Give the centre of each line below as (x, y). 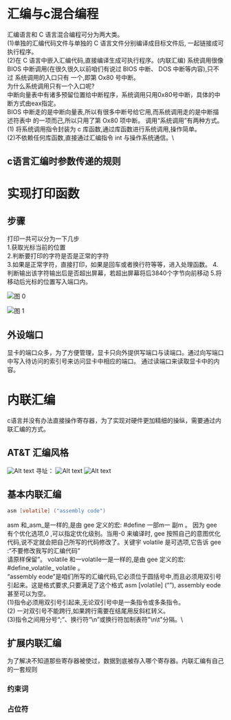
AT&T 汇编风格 (38, 453)
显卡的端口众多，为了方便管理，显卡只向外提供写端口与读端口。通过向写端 (112, 353)
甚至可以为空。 (28, 593)
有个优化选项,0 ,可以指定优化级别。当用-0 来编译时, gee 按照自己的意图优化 (114, 533)
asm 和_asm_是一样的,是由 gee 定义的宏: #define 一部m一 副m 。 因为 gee (112, 525)
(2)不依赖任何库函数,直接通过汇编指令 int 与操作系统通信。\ (90, 138)
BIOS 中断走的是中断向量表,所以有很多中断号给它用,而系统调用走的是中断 (110, 111)
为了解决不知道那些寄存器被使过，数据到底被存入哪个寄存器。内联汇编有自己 (115, 661)
